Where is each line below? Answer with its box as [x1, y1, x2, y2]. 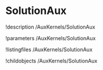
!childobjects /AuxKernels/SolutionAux [5, 57, 98, 64]
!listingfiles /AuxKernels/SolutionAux [5, 45, 93, 53]
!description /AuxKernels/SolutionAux [5, 23, 95, 30]
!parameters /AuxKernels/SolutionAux [5, 34, 96, 41]
